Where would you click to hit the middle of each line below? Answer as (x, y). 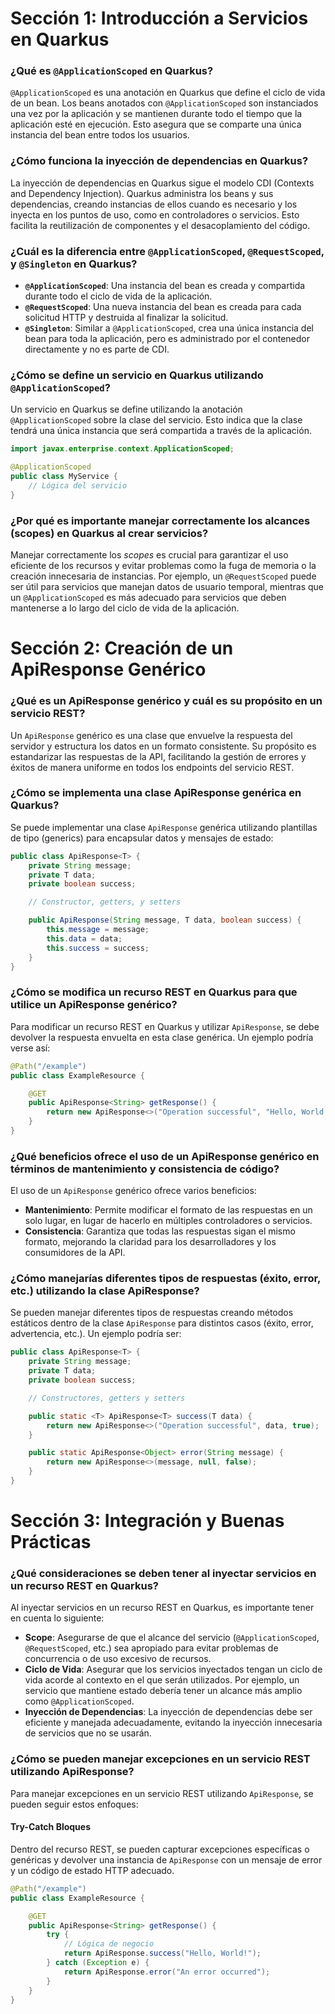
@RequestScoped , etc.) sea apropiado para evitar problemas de (151, 1648)
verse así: (30, 1048)
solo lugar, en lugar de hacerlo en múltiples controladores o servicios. (168, 1221)
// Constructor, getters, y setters (105, 902)
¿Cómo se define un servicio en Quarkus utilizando (137, 375)
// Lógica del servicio (78, 486)
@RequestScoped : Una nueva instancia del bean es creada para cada (163, 307)
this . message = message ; (98, 930)
